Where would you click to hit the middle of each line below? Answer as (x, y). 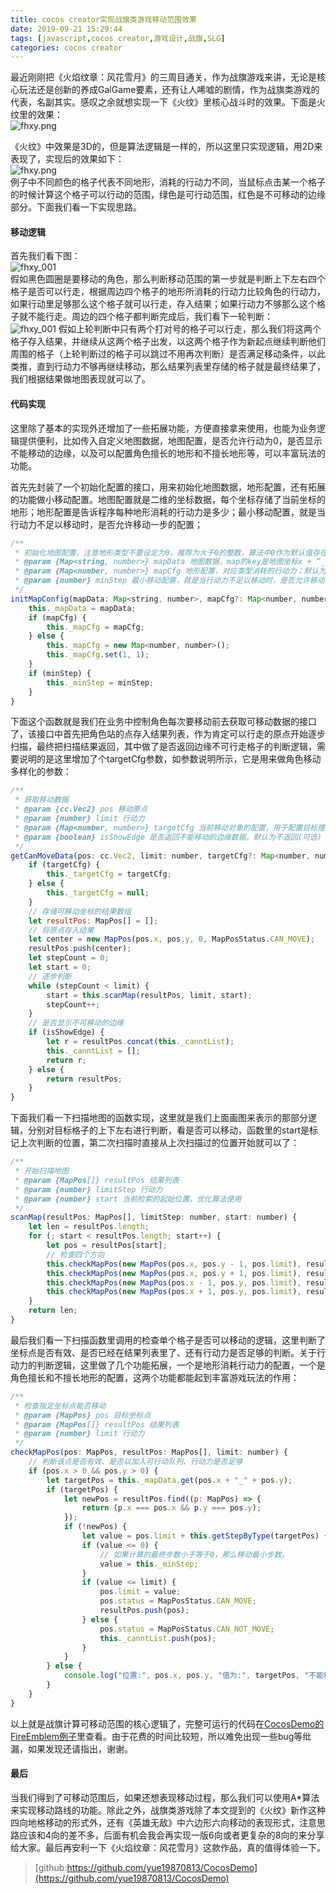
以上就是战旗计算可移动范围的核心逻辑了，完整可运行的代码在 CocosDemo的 (167, 1723)
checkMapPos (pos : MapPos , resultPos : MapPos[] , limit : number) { (149, 1452)
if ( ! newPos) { (95, 1527)
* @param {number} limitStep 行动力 (88, 1189)
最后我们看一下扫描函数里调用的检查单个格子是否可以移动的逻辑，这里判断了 (168, 1340)
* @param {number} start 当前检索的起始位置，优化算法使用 (128, 1199)
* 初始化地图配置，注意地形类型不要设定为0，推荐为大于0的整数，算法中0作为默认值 (163, 552)
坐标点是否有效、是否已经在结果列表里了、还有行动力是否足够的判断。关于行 (168, 1352)
